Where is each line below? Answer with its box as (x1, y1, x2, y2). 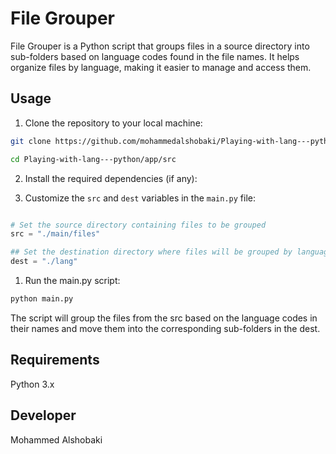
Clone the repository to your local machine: (24, 117, 203, 129)
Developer (10, 407, 77, 424)
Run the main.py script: (24, 275, 121, 286)
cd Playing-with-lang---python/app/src (10, 154, 177, 164)
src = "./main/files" (10, 229, 101, 239)
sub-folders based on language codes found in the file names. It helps (10, 50, 300, 62)
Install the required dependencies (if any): (24, 172, 198, 184)
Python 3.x (10, 378, 55, 390)
